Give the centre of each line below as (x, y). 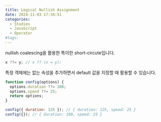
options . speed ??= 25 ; (33, 91)
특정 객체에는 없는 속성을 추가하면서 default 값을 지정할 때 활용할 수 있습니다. (81, 72)
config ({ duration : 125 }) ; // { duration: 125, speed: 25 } (71, 110)
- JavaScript (23, 29)
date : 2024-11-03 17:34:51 (33, 15)
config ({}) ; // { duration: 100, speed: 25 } (54, 114)
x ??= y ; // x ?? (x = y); (33, 62)
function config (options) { (35, 82)
